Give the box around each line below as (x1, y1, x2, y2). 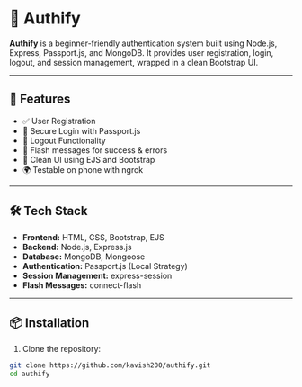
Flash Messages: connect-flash (22, 279, 142, 291)
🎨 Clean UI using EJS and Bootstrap (22, 154, 155, 165)
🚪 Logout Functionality (22, 135, 106, 146)
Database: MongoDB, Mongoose (22, 251, 146, 262)
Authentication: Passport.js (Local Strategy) (22, 260, 189, 271)
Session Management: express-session (22, 270, 173, 281)
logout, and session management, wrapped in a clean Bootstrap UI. (9, 57, 259, 67)
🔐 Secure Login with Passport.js (22, 125, 141, 136)
